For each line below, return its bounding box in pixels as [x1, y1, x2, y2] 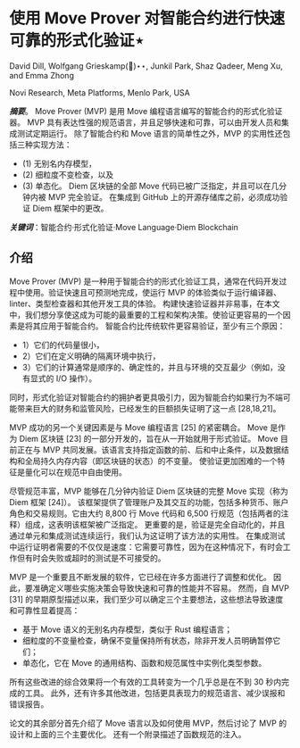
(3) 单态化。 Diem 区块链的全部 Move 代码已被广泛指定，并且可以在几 [21, 180, 279, 191]
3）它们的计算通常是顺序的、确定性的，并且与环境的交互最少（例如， [21, 362, 279, 372]
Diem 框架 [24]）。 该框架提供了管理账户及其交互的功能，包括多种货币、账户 [9, 496, 289, 507]
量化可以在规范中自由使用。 [24, 466, 127, 478]
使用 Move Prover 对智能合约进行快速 [9, 8, 286, 29]
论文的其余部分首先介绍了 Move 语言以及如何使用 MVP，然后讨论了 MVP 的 [9, 718, 287, 728]
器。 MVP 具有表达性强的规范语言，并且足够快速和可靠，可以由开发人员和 [9, 117, 282, 128]
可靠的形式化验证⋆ [9, 30, 145, 51]
